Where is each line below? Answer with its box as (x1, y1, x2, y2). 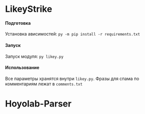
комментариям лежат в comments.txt (5, 80, 83, 87)
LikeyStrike (5, 3, 53, 15)
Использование (5, 65, 39, 71)
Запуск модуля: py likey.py (5, 53, 64, 59)
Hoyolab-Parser (5, 98, 72, 109)
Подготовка (5, 20, 31, 26)
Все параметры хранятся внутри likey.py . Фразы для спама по (5, 76, 140, 81)
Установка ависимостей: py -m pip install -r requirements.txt (5, 31, 141, 37)
